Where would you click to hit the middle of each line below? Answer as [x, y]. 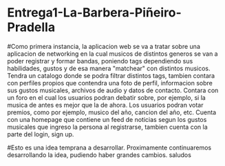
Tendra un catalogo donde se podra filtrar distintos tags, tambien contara [111, 75]
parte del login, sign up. [41, 134]
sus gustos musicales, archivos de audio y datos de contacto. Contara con [113, 90]
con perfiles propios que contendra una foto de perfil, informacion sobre [110, 83]
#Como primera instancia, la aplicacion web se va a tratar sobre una [104, 46]
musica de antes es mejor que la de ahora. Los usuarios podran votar [105, 105]
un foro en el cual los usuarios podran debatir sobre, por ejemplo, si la [107, 97]
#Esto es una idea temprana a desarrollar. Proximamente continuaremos [109, 147]
